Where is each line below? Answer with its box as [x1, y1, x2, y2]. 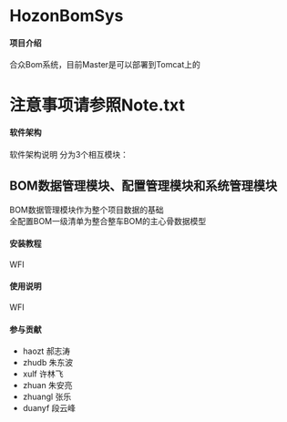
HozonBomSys [9, 5, 124, 26]
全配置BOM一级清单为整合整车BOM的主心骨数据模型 [9, 215, 207, 226]
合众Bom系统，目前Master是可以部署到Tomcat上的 [9, 59, 200, 70]
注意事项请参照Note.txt [9, 95, 185, 115]
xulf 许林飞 [22, 368, 64, 379]
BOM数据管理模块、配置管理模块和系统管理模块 [9, 179, 278, 194]
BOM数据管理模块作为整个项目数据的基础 [9, 204, 164, 215]
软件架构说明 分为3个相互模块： [9, 149, 129, 160]
